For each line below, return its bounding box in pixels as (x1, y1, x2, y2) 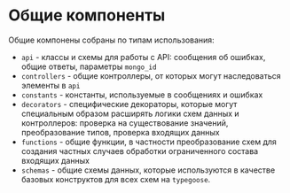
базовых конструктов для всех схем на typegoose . (20, 174, 211, 184)
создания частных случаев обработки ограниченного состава (20, 145, 259, 156)
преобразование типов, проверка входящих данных (20, 127, 220, 137)
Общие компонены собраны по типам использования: (8, 35, 215, 45)
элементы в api (20, 80, 81, 90)
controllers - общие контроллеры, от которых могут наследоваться (20, 70, 281, 81)
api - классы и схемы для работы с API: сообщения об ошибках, (20, 51, 266, 62)
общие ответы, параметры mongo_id (20, 61, 157, 72)
